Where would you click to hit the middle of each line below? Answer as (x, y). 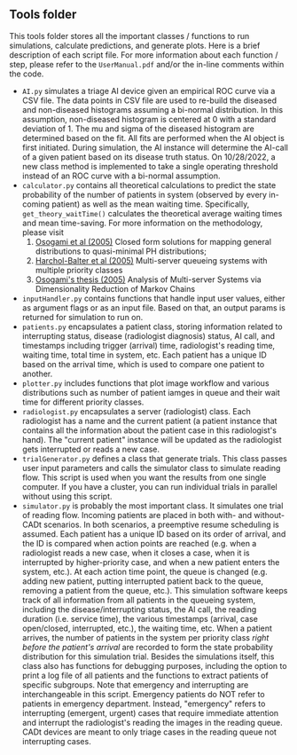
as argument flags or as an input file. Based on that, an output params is (154, 307)
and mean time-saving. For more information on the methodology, (142, 223)
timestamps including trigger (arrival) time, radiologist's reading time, (148, 345)
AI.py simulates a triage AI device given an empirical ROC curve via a (148, 90)
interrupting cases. (56, 741)
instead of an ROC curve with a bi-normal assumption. (121, 176)
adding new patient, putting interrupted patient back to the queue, (143, 581)
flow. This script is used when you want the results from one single (144, 477)
